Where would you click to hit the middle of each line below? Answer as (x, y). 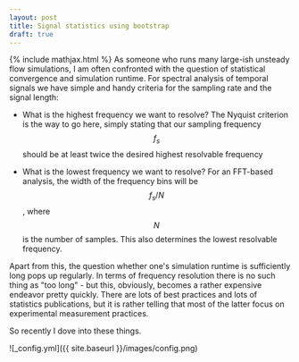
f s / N (157, 196)
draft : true (31, 34)
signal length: (34, 97)
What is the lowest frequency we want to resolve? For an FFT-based (148, 172)
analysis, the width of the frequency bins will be (110, 181)
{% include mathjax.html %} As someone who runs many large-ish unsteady (149, 60)
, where (36, 211)
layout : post (33, 17)
